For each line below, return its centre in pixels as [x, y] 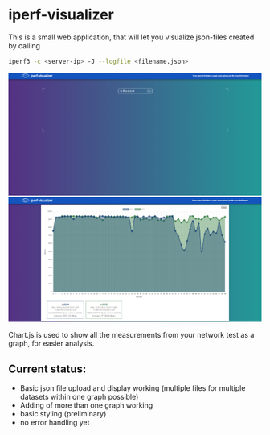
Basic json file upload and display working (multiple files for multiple [133, 388]
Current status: [47, 369]
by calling [25, 45]
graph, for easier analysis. [51, 343]
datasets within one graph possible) [79, 397]
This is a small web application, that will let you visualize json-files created [131, 37]
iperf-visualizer [61, 15]
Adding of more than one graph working [86, 405]
